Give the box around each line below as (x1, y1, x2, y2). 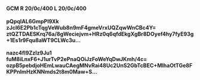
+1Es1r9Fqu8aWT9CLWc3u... (6, 37, 81, 44)
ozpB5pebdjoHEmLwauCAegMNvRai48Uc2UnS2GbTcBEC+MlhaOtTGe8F (6, 62, 193, 69)
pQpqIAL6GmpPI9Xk (6, 18, 59, 25)
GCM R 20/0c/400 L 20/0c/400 (6, 5, 87, 12)
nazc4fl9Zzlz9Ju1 (6, 49, 52, 56)
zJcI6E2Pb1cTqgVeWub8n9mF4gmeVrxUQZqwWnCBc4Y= (6, 24, 156, 31)
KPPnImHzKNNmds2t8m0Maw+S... (6, 68, 98, 75)
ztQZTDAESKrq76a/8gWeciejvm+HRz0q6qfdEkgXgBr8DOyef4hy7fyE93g (6, 30, 194, 38)
